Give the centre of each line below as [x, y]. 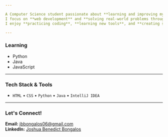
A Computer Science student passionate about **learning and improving [81, 14]
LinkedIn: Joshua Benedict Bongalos [43, 129]
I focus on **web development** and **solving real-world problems [77, 19]
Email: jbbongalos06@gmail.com [39, 124]
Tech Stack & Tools [29, 84]
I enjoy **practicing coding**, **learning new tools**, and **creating [82, 23]
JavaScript [23, 67]
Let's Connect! [23, 113]
